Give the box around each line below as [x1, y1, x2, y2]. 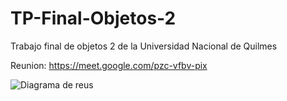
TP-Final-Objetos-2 [10, 7, 177, 30]
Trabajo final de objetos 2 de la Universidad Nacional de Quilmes [10, 40, 278, 52]
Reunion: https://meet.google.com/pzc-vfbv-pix [10, 59, 208, 71]
